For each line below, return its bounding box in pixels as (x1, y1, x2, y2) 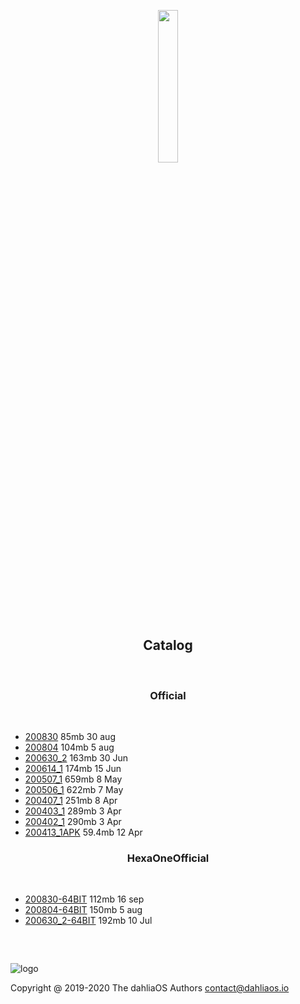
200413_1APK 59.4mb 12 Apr (24, 826, 143, 839)
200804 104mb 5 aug (24, 741, 115, 754)
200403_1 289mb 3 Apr (24, 805, 122, 817)
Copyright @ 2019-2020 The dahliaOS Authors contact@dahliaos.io (10, 981, 290, 994)
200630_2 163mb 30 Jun (24, 752, 129, 764)
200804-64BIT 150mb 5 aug (24, 904, 143, 916)
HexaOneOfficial (126, 851, 210, 865)
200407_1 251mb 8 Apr (24, 795, 118, 807)
